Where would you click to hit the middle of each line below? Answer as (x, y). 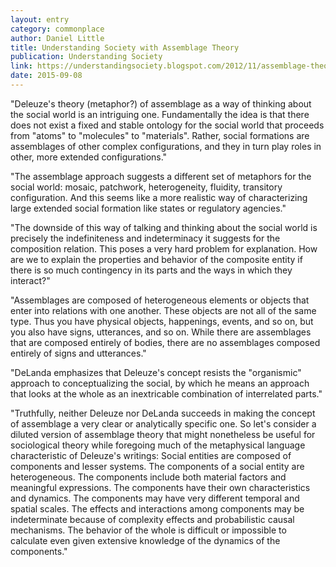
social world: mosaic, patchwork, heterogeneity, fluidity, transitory (146, 187)
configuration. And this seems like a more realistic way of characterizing (159, 197)
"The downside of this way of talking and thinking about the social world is (164, 227)
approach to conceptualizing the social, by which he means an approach (160, 383)
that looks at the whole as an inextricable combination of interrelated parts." (166, 393)
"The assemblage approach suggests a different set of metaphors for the (161, 176)
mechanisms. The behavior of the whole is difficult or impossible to (148, 530)
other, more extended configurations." (89, 157)
